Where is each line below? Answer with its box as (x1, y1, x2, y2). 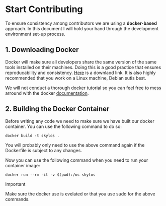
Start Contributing (5, 4, 83, 15)
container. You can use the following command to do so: (5, 123, 122, 129)
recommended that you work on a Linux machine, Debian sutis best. (5, 75, 146, 81)
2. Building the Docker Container (5, 105, 110, 113)
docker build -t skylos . (5, 133, 59, 138)
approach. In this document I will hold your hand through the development (5, 25, 159, 31)
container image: (5, 162, 40, 168)
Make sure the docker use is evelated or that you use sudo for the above (5, 190, 155, 197)
